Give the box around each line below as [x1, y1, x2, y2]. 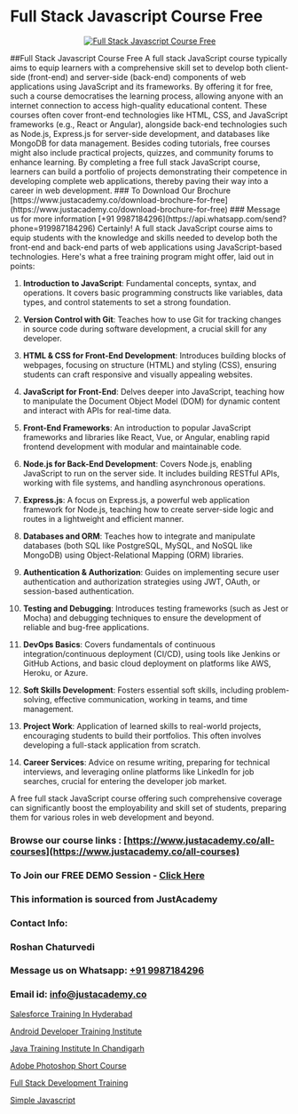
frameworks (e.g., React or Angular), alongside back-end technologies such [10, 118, 287, 130]
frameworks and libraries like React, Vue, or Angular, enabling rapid [22, 431, 270, 442]
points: [10, 260, 35, 271]
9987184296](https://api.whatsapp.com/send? [115, 213, 287, 224]
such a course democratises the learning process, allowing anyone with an [10, 91, 284, 101]
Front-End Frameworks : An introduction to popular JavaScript [22, 422, 252, 433]
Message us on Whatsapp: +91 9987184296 [10, 965, 205, 977]
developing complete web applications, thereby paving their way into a [10, 175, 269, 186]
